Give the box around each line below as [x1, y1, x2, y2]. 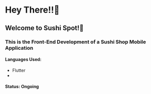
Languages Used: [5, 56, 42, 62]
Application [5, 44, 33, 51]
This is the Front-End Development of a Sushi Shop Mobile [5, 38, 147, 45]
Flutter [12, 67, 26, 73]
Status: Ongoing [5, 84, 39, 90]
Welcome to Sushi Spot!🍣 [5, 24, 84, 32]
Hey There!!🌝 [5, 4, 60, 16]
